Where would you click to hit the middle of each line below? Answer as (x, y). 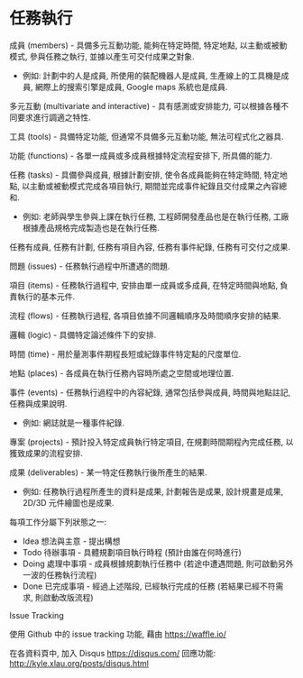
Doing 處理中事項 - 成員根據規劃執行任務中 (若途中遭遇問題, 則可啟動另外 (158, 563)
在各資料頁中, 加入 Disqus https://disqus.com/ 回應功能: (113, 653)
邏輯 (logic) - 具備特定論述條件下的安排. (83, 334)
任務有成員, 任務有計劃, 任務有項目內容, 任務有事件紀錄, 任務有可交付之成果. (150, 247)
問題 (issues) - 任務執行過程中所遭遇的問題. (90, 266)
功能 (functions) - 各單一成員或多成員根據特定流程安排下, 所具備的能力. (141, 155)
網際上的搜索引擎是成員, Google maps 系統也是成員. (131, 87)
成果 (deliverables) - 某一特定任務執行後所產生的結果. (108, 472)
